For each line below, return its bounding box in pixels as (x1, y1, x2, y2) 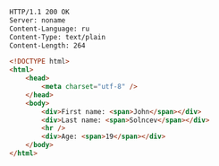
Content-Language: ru (9, 24, 90, 33)
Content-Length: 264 (9, 40, 87, 50)
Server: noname (9, 15, 66, 25)
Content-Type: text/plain (9, 32, 105, 41)
